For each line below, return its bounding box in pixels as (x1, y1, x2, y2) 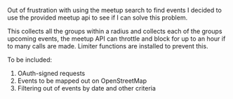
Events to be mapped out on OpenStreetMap (17, 77, 147, 85)
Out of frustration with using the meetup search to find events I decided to (7, 6, 222, 14)
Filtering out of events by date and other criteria (17, 84, 157, 92)
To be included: (7, 55, 53, 64)
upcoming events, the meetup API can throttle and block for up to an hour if (7, 34, 226, 43)
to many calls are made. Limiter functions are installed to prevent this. (7, 42, 208, 50)
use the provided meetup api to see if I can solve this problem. (7, 13, 188, 22)
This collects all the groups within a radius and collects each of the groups (7, 27, 222, 35)
